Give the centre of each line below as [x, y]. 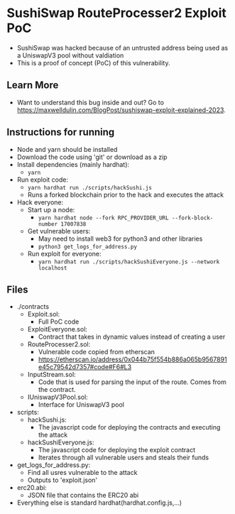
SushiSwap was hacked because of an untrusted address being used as [122, 48]
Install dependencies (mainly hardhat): [73, 164]
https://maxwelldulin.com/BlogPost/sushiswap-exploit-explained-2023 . [121, 110]
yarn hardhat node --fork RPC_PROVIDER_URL [103, 218]
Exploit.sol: [44, 315]
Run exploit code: [43, 180]
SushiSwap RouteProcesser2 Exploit [116, 13]
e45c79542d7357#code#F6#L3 [85, 367]
